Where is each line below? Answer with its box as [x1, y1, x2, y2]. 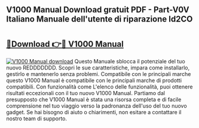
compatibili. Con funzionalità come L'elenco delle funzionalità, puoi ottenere [6, 83, 193, 90]
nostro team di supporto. [6, 115, 68, 122]
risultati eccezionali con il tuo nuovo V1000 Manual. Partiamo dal [6, 90, 166, 96]
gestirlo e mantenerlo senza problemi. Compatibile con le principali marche [6, 71, 191, 77]
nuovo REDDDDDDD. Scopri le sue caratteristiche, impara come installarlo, [6, 64, 190, 71]
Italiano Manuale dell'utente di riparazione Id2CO [6, 14, 193, 25]
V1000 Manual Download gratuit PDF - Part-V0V [6, 5, 189, 15]
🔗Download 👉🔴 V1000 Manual [6, 39, 124, 49]
